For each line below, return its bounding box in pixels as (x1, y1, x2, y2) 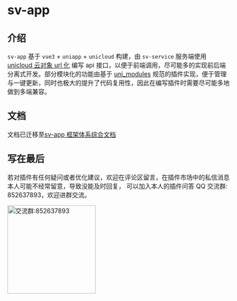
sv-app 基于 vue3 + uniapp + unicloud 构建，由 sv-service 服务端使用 (7, 52, 207, 60)
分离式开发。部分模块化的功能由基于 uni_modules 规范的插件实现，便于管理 (7, 70, 227, 78)
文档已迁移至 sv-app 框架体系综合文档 (7, 130, 116, 138)
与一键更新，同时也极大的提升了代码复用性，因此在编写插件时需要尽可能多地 (7, 78, 230, 87)
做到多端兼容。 (7, 88, 51, 95)
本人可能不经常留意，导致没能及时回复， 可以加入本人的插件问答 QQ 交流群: (7, 182, 228, 190)
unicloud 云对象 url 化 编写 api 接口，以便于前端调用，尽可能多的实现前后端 (7, 61, 226, 69)
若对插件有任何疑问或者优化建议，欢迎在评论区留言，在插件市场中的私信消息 (7, 172, 230, 182)
